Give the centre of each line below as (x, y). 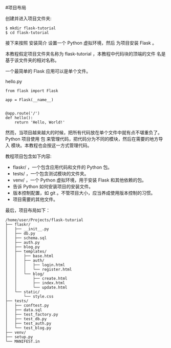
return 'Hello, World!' (40, 122)
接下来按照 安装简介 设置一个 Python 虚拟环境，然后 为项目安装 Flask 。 (81, 43)
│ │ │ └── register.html (39, 269)
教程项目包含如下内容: (29, 156)
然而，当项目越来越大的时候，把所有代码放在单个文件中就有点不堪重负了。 (84, 132)
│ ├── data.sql (24, 310)
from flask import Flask (32, 91)
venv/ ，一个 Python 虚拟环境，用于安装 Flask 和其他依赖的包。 (80, 180)
